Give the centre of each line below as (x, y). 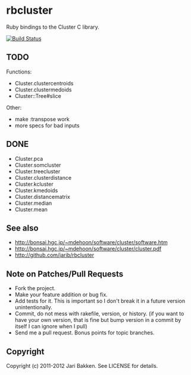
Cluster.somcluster (38, 165)
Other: (14, 107)
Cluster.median (33, 203)
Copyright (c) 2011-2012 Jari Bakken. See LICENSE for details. (82, 366)
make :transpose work (42, 119)
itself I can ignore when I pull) (51, 327)
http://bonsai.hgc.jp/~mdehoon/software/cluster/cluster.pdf (88, 249)
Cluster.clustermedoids (43, 90)
